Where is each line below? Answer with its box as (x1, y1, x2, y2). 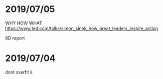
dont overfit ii (5, 69, 32, 75)
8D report (5, 35, 25, 41)
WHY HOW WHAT (5, 20, 42, 26)
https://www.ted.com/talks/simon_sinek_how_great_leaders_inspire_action (5, 25, 159, 31)
